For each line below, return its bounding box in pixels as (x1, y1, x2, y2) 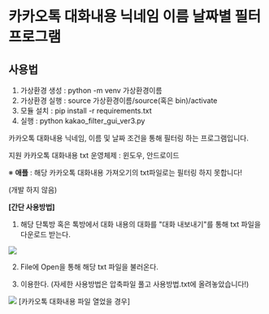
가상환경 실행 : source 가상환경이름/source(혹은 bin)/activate (20, 96, 218, 105)
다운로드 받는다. (20, 230, 71, 239)
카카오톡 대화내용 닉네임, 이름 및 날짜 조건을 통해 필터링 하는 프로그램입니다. (8, 133, 249, 143)
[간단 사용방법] (8, 202, 55, 212)
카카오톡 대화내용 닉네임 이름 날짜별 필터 (8, 7, 262, 26)
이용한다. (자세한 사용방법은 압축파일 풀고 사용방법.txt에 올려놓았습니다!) (20, 279, 249, 289)
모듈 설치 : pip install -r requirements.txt (20, 106, 152, 115)
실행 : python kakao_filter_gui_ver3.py (20, 116, 145, 126)
